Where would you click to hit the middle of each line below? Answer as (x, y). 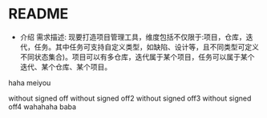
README (38, 14)
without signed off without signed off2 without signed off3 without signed (130, 98)
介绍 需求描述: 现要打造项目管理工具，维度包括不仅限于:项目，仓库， (133, 37)
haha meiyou (30, 83)
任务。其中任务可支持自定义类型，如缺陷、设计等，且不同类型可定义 (146, 47)
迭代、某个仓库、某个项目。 (66, 67)
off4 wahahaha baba (42, 106)
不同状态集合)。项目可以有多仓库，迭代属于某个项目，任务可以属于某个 (137, 57)
